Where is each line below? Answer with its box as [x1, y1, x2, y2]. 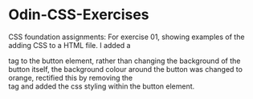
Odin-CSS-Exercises [8, 6, 150, 24]
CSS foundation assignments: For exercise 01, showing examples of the [8, 32, 245, 42]
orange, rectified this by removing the [8, 73, 133, 82]
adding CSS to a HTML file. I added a [8, 40, 131, 49]
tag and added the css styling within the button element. [8, 81, 195, 91]
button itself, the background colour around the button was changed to [8, 64, 243, 73]
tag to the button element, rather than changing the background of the [8, 56, 241, 65]
